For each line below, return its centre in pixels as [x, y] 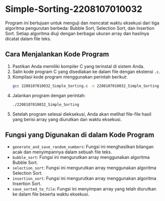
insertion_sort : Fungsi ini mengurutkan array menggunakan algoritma [84, 178]
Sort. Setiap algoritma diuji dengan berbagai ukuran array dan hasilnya [77, 33]
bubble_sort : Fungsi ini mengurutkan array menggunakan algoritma [81, 157]
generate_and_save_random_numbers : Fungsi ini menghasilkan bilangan [83, 147]
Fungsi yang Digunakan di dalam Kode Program [80, 135]
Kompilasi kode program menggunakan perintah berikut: [70, 77]
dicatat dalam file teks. [28, 39]
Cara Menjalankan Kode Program [57, 54]
